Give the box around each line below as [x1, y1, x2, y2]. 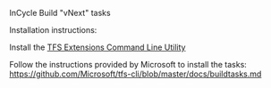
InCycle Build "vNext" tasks [9, 8, 111, 18]
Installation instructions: [9, 25, 97, 35]
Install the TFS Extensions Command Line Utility [9, 42, 186, 52]
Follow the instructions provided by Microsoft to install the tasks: [9, 60, 248, 69]
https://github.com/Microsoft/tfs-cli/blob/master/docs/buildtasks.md [9, 68, 262, 79]
